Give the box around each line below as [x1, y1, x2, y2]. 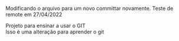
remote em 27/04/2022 [5, 11, 62, 18]
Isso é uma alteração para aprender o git [5, 28, 104, 35]
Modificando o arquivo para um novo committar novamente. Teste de [5, 5, 174, 12]
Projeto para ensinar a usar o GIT [5, 23, 86, 29]
